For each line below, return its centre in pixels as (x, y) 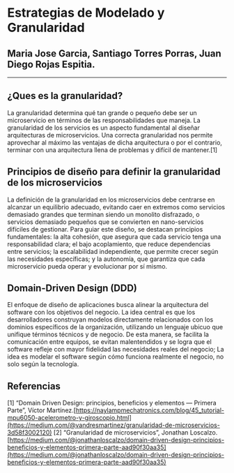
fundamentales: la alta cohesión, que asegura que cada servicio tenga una (114, 236)
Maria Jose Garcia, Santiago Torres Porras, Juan (114, 53)
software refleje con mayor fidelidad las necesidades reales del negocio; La (116, 350)
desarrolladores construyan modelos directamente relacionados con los (110, 320)
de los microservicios (55, 183)
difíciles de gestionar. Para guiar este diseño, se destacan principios (105, 229)
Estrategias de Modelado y (86, 13)
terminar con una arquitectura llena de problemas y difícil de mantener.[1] (112, 150)
